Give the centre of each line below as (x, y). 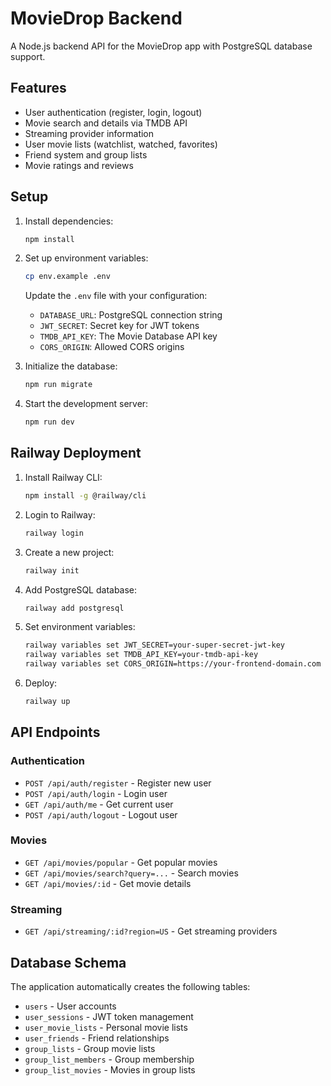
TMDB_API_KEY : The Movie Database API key (128, 336)
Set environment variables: (80, 627)
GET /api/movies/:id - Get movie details (108, 883)
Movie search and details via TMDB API (106, 123)
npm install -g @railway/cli (85, 495)
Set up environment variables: (86, 258)
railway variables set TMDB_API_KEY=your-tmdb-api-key (141, 655)
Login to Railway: (60, 514)
